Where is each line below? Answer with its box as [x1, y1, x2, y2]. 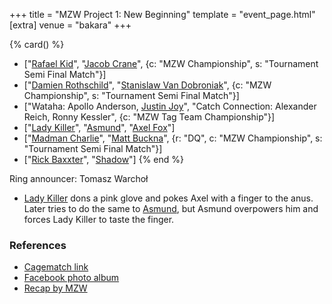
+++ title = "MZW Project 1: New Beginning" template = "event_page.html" [9, 9, 316, 20]
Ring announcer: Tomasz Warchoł [9, 173, 149, 184]
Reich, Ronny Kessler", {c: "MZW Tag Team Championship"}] [23, 111, 276, 123]
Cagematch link [23, 261, 89, 273]
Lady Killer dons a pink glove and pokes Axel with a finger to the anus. [23, 192, 314, 204]
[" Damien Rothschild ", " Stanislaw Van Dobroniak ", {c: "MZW [23, 79, 272, 91]
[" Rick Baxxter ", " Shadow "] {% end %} [23, 154, 184, 165]
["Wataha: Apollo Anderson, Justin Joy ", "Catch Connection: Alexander [23, 100, 317, 112]
